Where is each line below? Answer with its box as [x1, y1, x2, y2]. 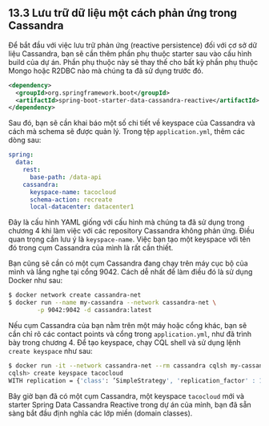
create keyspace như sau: [8, 346, 94, 355]
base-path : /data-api [29, 172, 102, 181]
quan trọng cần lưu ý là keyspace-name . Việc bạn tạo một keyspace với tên [8, 234, 251, 244]
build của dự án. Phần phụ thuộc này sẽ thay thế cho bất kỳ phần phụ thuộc [8, 57, 259, 67]
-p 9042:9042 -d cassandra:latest [37, 306, 152, 314]
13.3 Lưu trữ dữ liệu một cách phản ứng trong [8, 6, 238, 20]
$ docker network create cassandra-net [8, 291, 142, 299]
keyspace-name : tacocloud [29, 188, 116, 196]
